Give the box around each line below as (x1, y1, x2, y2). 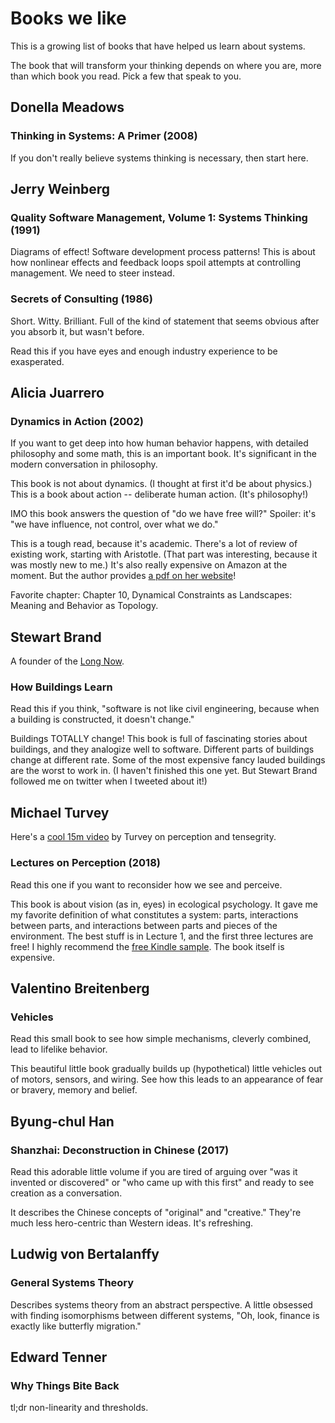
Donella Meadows (10, 99, 125, 116)
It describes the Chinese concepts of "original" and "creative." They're (10, 1206, 302, 1218)
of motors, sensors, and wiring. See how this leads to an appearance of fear (10, 1073, 324, 1086)
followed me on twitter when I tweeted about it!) (10, 775, 208, 787)
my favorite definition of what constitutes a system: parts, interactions (10, 908, 299, 921)
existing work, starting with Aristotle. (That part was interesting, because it (10, 548, 318, 561)
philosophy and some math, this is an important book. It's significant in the (10, 448, 317, 460)
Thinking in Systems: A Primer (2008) (10, 129, 198, 143)
